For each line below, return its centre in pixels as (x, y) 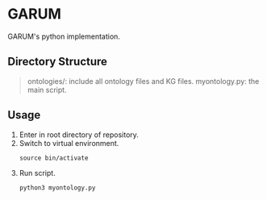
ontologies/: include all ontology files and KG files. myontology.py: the (143, 81)
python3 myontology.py (57, 187)
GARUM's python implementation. (64, 36)
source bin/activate (54, 158)
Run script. (37, 173)
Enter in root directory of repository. (79, 135)
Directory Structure (58, 62)
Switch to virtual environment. (69, 143)
